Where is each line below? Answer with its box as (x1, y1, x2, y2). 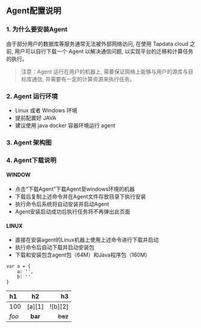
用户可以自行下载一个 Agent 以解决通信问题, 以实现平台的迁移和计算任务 (14, 48, 194, 55)
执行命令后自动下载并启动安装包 (14, 244, 94, 251)
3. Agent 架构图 (6, 138, 52, 146)
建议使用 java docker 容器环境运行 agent (14, 122, 116, 129)
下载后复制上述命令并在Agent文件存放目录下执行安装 (14, 193, 146, 200)
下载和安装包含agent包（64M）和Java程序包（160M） (14, 252, 150, 259)
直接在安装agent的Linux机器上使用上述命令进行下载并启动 (14, 237, 159, 244)
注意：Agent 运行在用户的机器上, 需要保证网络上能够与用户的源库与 (20, 68, 188, 75)
